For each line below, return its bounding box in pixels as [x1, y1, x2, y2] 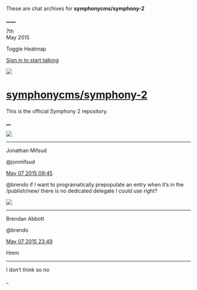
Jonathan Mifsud [6, 147, 47, 154]
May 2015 [6, 34, 30, 41]
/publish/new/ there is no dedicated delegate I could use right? [6, 187, 158, 194]
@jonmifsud [6, 158, 35, 165]
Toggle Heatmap [6, 45, 46, 52]
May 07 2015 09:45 [6, 170, 53, 177]
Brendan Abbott [6, 215, 45, 222]
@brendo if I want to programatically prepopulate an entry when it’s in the [6, 181, 184, 188]
